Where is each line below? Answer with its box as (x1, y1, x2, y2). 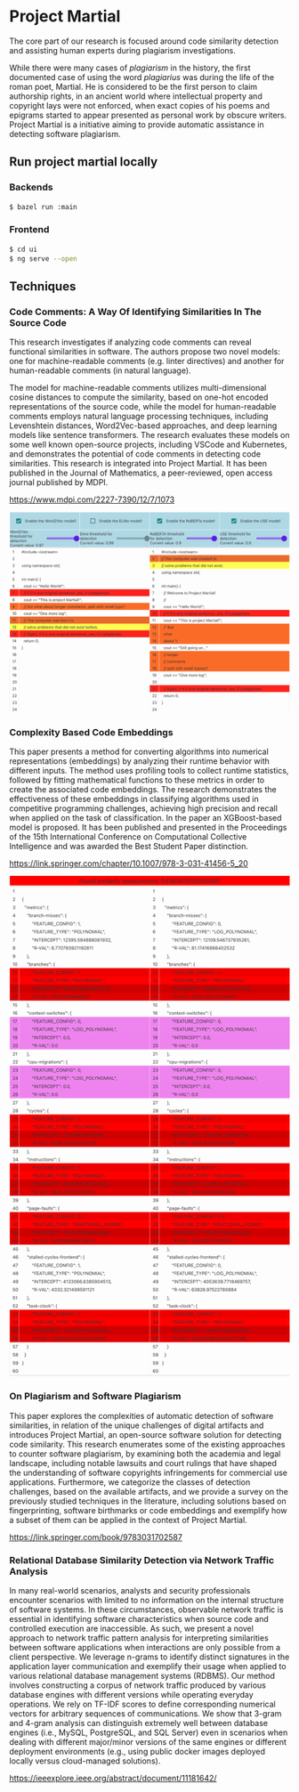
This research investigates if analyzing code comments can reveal (9, 337, 252, 348)
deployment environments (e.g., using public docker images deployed (9, 1747, 265, 1757)
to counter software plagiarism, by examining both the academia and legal (9, 1448, 281, 1459)
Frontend (9, 223, 50, 236)
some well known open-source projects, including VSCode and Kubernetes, (9, 439, 287, 450)
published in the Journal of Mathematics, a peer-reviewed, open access (9, 467, 273, 478)
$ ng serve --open (9, 254, 77, 264)
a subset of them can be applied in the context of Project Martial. (9, 1514, 247, 1525)
